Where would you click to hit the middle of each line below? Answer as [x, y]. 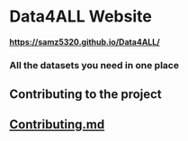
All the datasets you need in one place [94, 65]
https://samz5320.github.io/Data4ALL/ [85, 41]
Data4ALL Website [81, 17]
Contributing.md [57, 124]
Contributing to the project [85, 95]
